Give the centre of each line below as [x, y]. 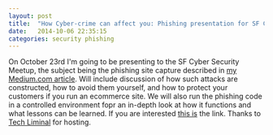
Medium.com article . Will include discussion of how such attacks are [123, 79]
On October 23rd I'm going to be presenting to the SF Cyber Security [124, 62]
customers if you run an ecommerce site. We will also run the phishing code [135, 96]
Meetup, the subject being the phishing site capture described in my [123, 71]
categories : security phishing [61, 39]
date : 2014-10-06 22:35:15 [58, 31]
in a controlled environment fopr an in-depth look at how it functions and [130, 105]
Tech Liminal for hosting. [50, 122]
